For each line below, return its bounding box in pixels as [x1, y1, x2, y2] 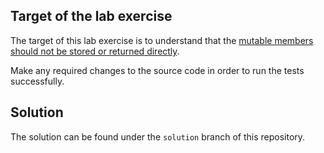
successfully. [10, 75, 65, 87]
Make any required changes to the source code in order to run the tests [10, 64, 305, 76]
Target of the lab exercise [10, 8, 173, 25]
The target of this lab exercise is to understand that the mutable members [10, 34, 314, 46]
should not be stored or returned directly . [10, 45, 180, 57]
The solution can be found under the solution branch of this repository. [10, 130, 306, 143]
